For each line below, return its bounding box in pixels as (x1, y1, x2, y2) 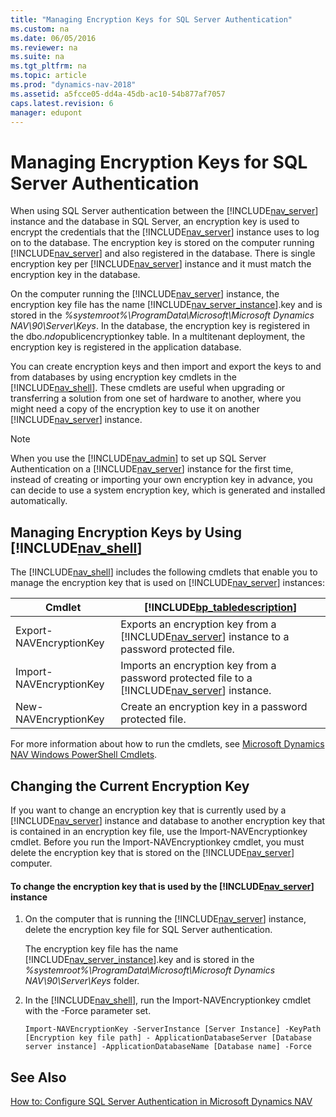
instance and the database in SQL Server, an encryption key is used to (10, 216, 300, 228)
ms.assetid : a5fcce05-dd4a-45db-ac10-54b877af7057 (10, 89, 226, 99)
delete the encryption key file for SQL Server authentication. (24, 924, 273, 936)
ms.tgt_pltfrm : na (10, 61, 87, 71)
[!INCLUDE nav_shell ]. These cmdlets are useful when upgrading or (10, 382, 286, 394)
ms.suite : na (10, 52, 65, 62)
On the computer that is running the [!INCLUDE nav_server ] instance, (24, 913, 307, 925)
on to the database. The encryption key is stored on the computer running (10, 237, 315, 249)
